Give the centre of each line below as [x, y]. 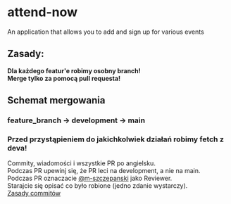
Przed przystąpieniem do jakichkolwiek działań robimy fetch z [115, 139]
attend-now [43, 12]
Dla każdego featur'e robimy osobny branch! [74, 70]
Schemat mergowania [56, 100]
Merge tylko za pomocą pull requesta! [64, 78]
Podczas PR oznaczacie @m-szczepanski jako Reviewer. [90, 178]
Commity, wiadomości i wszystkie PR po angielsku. [82, 163]
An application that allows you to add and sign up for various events [106, 32]
